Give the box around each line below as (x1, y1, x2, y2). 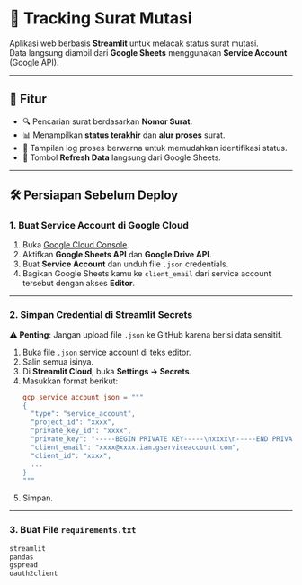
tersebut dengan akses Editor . (22, 278, 136, 289)
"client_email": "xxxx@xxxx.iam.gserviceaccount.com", (31, 443, 241, 452)
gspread (9, 561, 39, 570)
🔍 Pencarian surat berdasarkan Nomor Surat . (22, 116, 193, 127)
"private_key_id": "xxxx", (31, 427, 132, 436)
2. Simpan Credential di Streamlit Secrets (9, 309, 193, 321)
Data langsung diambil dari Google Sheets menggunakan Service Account (9, 47, 288, 58)
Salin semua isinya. (22, 355, 94, 367)
